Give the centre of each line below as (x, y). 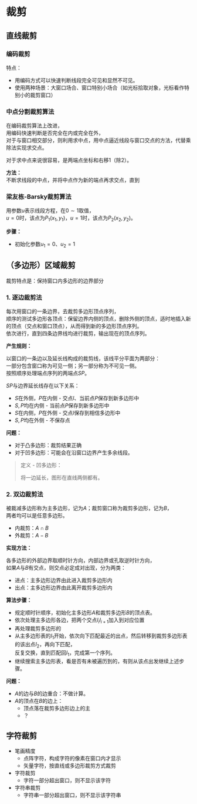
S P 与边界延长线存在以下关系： (43, 386)
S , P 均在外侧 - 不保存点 (42, 420)
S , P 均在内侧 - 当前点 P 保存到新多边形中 (62, 406)
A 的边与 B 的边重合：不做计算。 (52, 693)
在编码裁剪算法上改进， (34, 126)
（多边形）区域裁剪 (41, 265)
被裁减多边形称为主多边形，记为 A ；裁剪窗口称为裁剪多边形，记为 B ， (89, 508)
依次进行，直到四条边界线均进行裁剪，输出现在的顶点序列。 (78, 334)
